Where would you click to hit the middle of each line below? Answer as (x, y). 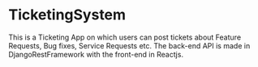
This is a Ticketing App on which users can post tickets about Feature (125, 37)
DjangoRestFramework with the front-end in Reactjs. (96, 54)
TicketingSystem (67, 15)
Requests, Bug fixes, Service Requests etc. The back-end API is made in (129, 45)
